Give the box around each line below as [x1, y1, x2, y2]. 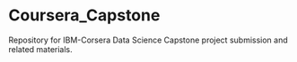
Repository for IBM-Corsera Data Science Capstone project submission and [8, 35, 288, 45]
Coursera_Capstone [8, 5, 161, 26]
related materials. [8, 43, 73, 54]
